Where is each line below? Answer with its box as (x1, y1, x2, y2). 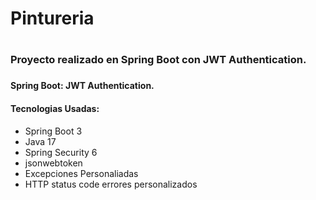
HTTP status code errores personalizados (24, 178, 198, 190)
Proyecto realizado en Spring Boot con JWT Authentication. (10, 53, 307, 67)
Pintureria (10, 7, 95, 30)
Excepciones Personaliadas (24, 167, 139, 179)
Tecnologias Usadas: (10, 102, 100, 114)
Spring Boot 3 (24, 125, 83, 137)
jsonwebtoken (24, 157, 83, 169)
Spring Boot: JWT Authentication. (10, 80, 155, 92)
